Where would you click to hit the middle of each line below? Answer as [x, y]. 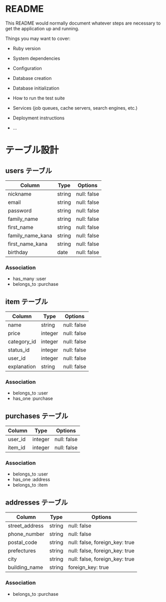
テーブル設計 [32, 150]
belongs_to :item [30, 485]
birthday [18, 252]
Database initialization [36, 88]
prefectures [22, 551]
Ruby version [27, 48]
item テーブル [27, 302]
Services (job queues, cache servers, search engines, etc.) [75, 108]
